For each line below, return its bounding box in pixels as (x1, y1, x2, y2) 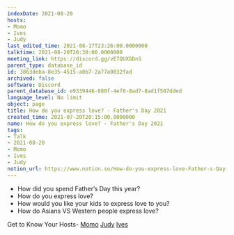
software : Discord (7, 81, 61, 88)
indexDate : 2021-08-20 (7, 10, 73, 17)
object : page (7, 101, 45, 108)
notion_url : (7, 165, 42, 172)
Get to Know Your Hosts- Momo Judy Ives (7, 220, 129, 228)
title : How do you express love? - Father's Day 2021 (7, 107, 167, 114)
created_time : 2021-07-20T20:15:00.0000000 (7, 113, 136, 120)
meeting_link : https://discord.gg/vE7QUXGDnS (7, 56, 141, 63)
